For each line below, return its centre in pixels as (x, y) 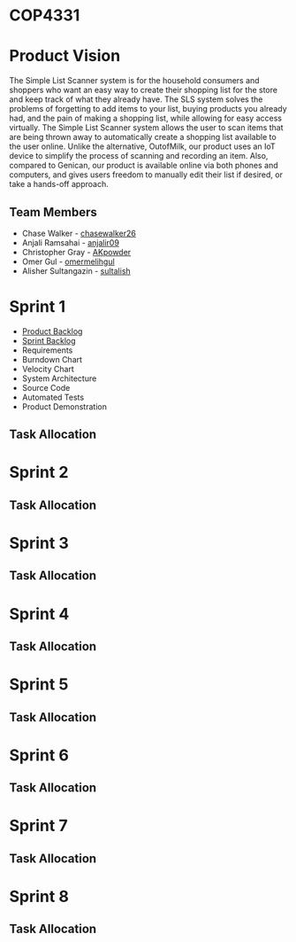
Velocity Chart (48, 369)
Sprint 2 (39, 473)
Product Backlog (52, 331)
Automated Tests (53, 397)
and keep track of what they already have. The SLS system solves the (136, 99)
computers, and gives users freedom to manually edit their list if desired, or (146, 175)
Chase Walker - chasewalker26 (79, 233)
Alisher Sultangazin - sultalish (76, 270)
